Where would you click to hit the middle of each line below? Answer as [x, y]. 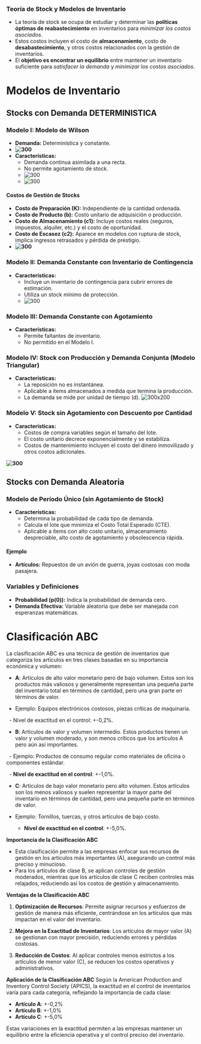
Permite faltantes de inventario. [63, 335]
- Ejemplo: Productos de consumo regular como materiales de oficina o [97, 756]
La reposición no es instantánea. [64, 385]
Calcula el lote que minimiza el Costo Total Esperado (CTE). [97, 525]
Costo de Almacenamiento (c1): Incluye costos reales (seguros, [94, 221]
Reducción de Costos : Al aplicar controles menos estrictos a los [94, 955]
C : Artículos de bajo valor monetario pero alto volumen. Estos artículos [102, 785]
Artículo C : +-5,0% [39, 1016]
